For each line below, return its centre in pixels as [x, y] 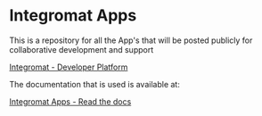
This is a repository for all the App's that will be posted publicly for [131, 40]
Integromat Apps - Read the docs [70, 101]
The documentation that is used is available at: [94, 84]
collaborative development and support [82, 49]
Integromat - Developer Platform [69, 67]
